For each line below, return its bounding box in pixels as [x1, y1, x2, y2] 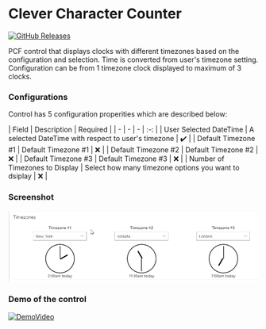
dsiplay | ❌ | [8, 171, 48, 181]
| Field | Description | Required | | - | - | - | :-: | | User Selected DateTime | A [8, 124, 255, 135]
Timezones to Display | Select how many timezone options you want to [8, 163, 240, 173]
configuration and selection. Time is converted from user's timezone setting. [8, 55, 259, 64]
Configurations [8, 91, 68, 102]
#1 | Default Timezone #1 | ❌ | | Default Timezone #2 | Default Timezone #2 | [8, 145, 259, 155]
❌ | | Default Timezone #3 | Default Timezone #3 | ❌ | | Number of [8, 154, 225, 163]
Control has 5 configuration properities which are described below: [8, 109, 228, 119]
